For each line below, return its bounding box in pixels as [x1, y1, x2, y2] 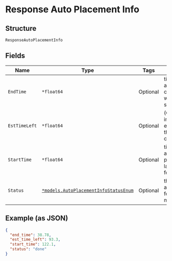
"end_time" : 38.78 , [10, 232, 52, 237]
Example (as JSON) [5, 214, 68, 223]
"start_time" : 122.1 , [10, 242, 56, 247]
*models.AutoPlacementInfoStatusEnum [41, 187, 134, 193]
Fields [5, 51, 26, 60]
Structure [5, 24, 37, 33]
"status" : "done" [10, 247, 47, 252]
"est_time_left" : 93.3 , [10, 237, 60, 242]
